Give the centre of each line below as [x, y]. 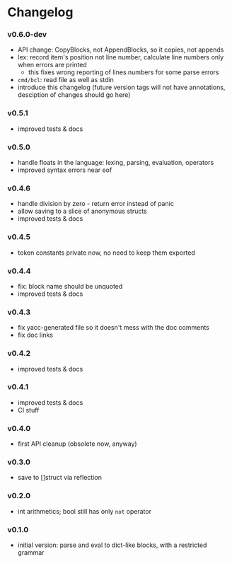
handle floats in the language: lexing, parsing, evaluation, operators [116, 163]
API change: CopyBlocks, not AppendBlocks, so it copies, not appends [121, 50]
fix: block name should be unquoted [70, 286]
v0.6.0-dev [27, 35]
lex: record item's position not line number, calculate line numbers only [121, 57]
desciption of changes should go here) [74, 95]
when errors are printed [52, 65]
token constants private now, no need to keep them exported [106, 253]
